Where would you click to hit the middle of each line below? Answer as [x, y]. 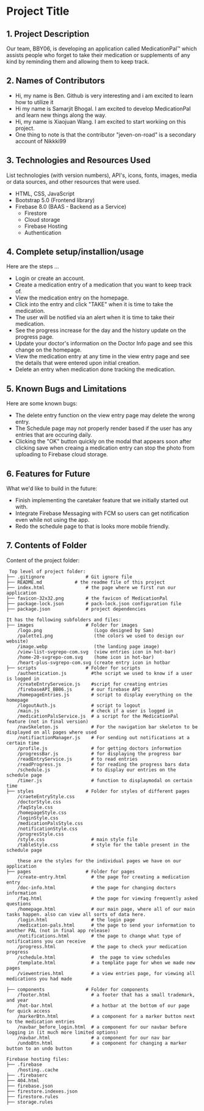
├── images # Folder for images [72, 625]
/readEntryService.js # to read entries [78, 759]
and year [17, 1000]
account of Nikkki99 [41, 141]
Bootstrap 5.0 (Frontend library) [55, 200]
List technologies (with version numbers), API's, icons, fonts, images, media [102, 175]
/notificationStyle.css [48, 829]
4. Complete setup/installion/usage [75, 252]
